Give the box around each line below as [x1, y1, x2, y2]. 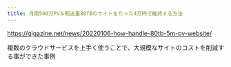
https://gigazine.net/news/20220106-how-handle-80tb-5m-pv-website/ [7, 29, 212, 37]
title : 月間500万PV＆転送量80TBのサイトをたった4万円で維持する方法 [7, 10, 183, 17]
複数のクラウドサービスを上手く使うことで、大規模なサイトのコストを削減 [7, 43, 219, 52]
